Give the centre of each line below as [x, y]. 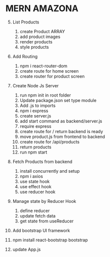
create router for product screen [52, 76]
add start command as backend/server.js [61, 121]
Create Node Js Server [36, 85]
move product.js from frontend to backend [62, 137]
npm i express [34, 111]
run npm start [34, 152]
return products [36, 147]
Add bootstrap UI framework [41, 230]
